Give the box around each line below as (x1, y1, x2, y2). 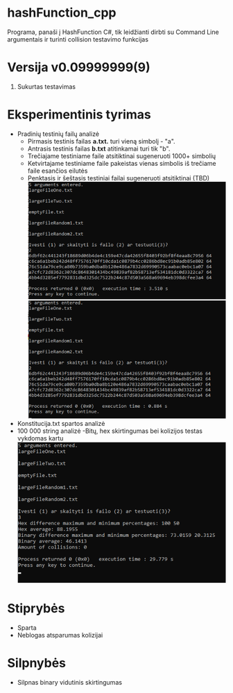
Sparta (17, 624, 37, 632)
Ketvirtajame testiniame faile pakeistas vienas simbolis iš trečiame (27, 159, 216, 167)
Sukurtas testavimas (17, 82, 76, 91)
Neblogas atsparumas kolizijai (17, 631, 103, 640)
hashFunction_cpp (7, 5, 116, 21)
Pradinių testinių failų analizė (17, 130, 99, 138)
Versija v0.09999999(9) (7, 60, 150, 76)
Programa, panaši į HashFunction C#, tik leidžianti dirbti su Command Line (7, 28, 220, 36)
